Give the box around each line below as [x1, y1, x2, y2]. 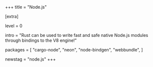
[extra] [5, 14, 19, 19]
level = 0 [5, 23, 23, 29]
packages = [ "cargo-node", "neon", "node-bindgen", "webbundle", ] [5, 47, 143, 52]
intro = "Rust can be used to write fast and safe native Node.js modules [5, 33, 149, 38]
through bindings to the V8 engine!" [5, 37, 77, 43]
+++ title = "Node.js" [5, 4, 47, 10]
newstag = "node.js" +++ [5, 56, 56, 62]
